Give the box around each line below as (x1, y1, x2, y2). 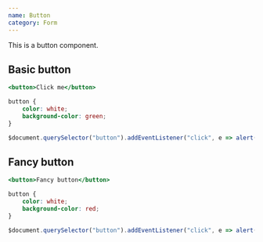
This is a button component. (8, 40, 99, 49)
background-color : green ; (22, 112, 107, 120)
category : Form (8, 19, 58, 27)
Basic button (8, 63, 72, 76)
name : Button (8, 11, 51, 20)
